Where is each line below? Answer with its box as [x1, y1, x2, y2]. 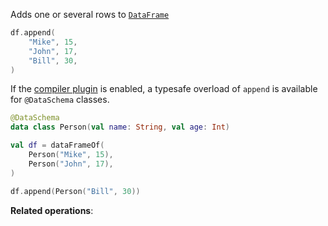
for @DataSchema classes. [10, 94, 110, 106]
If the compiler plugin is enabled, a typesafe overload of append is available [10, 83, 318, 95]
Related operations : [10, 204, 94, 216]
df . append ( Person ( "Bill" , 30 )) [10, 186, 141, 196]
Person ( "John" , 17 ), [28, 159, 114, 169]
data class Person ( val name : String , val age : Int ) [10, 122, 230, 133]
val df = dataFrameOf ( [10, 140, 105, 151]
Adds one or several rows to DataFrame [10, 9, 170, 20]
